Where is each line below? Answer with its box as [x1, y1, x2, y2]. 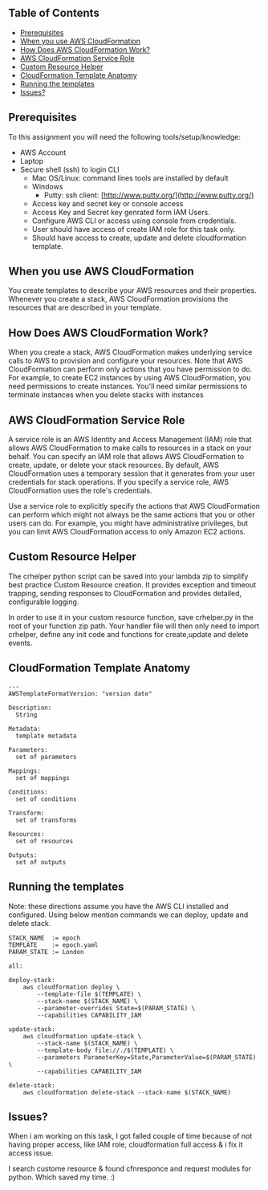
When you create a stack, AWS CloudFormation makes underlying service [8, 347, 253, 357]
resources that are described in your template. [8, 303, 162, 312]
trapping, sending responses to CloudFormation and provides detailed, [8, 588, 242, 598]
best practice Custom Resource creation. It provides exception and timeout [8, 579, 257, 589]
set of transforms [15, 816, 78, 824]
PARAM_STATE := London [8, 948, 84, 956]
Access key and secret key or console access [31, 198, 184, 208]
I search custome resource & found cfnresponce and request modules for [8, 1164, 251, 1174]
